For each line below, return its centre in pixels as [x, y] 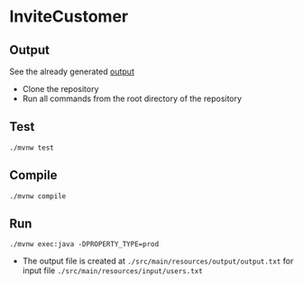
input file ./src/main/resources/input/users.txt [112, 271]
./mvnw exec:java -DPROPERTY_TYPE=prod [84, 244]
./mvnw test [32, 147]
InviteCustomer [69, 17]
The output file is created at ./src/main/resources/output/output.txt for [158, 261]
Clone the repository [60, 89]
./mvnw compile [38, 196]
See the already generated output [72, 71]
